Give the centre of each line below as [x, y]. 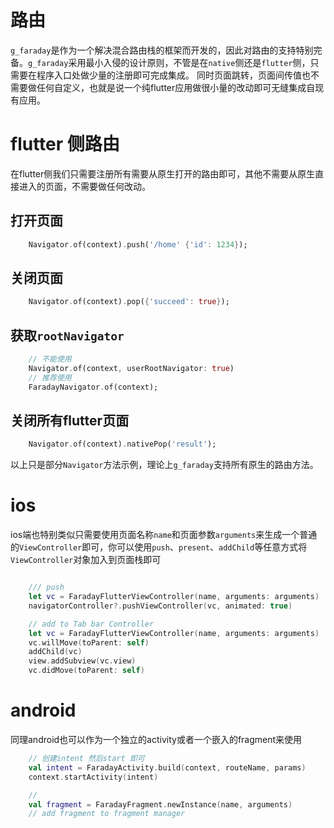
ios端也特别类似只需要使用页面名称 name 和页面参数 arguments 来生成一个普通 [164, 535]
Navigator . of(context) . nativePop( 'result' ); [122, 444]
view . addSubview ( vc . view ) [82, 661]
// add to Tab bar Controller [91, 624]
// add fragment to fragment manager [107, 814]
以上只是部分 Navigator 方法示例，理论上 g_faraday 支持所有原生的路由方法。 [164, 465]
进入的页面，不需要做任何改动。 [84, 186]
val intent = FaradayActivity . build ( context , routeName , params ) [167, 767]
